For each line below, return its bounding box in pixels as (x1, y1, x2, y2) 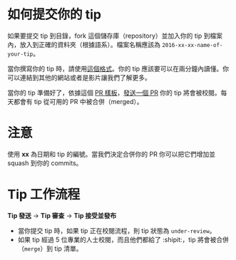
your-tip (7, 51, 34, 58)
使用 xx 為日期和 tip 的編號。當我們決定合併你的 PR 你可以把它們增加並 (7, 150, 216, 158)
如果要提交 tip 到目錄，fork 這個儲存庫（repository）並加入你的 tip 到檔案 (7, 31, 223, 40)
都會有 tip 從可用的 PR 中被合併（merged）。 (13, 97, 144, 105)
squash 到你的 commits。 (7, 158, 83, 167)
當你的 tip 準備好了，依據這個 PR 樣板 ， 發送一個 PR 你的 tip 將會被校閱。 (7, 88, 221, 97)
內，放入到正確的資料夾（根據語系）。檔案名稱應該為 (7, 40, 160, 48)
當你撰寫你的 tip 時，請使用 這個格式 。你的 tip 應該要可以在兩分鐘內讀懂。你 (7, 64, 230, 73)
